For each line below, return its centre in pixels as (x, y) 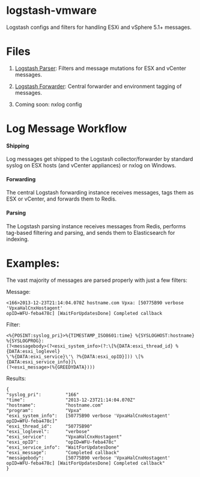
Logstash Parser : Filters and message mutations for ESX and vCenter (101, 68)
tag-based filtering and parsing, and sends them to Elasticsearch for (91, 232)
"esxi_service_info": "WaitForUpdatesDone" (63, 447)
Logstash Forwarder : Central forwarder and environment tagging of (98, 86)
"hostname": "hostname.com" (55, 405)
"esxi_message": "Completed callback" (63, 452)
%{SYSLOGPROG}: (25, 341)
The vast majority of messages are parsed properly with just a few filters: (97, 280)
